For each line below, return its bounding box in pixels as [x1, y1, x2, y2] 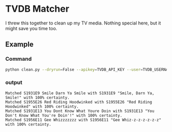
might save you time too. [5, 25, 57, 31]
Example [5, 40, 34, 49]
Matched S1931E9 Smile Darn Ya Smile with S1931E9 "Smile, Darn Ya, [5, 90, 155, 96]
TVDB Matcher [5, 3, 70, 15]
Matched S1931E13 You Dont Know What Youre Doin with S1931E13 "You [5, 108, 155, 114]
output [5, 79, 23, 86]
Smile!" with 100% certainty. [5, 95, 70, 100]
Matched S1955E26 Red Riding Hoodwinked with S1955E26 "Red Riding [5, 99, 153, 104]
